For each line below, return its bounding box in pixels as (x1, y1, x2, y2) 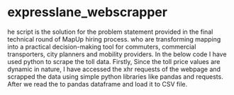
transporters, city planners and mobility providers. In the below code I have (7, 50, 227, 58)
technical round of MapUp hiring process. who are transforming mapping (7, 34, 221, 43)
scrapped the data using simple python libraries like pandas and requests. (7, 72, 223, 81)
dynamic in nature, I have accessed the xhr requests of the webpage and (7, 65, 221, 73)
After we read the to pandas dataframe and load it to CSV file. (7, 80, 188, 88)
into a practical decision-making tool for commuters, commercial (7, 42, 196, 51)
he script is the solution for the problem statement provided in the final (7, 27, 213, 36)
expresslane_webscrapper (7, 4, 168, 20)
